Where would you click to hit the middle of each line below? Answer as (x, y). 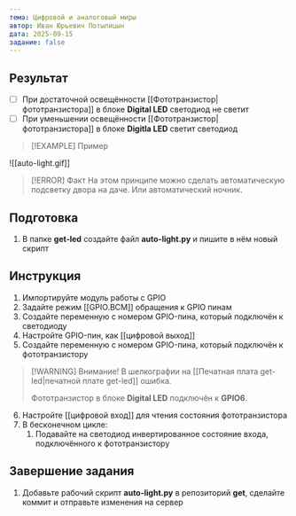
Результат (39, 78)
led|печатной (56, 380)
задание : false (37, 42)
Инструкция (45, 276)
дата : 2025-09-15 (41, 34)
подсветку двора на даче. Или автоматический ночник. (137, 190)
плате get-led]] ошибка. (127, 380)
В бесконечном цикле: (65, 424)
